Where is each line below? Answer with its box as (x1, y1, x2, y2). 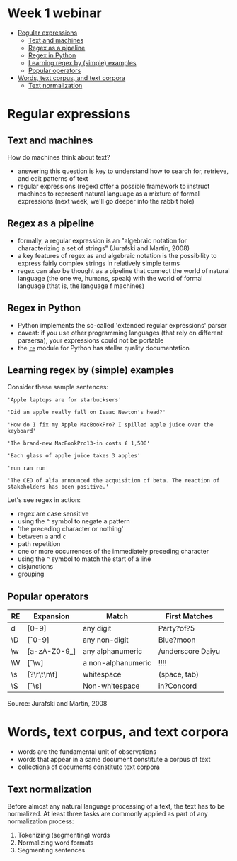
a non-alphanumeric (82, 658, 152, 668)
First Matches (165, 611, 214, 621)
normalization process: (7, 817, 74, 826)
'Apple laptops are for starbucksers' (7, 396, 122, 404)
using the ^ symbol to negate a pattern (17, 517, 131, 526)
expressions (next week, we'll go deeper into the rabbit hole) (17, 196, 195, 205)
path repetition (17, 540, 61, 548)
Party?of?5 (158, 623, 195, 633)
